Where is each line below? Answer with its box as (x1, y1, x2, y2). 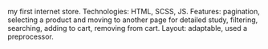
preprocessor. (7, 32, 54, 41)
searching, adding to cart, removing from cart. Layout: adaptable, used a (7, 24, 248, 32)
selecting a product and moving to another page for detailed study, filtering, (7, 15, 258, 24)
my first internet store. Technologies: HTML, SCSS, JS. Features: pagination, (7, 7, 260, 16)
